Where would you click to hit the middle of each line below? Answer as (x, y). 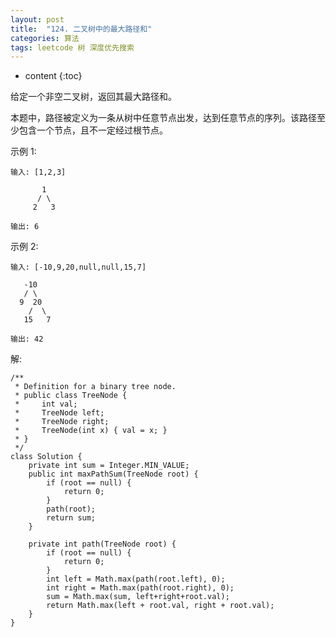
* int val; (46, 404)
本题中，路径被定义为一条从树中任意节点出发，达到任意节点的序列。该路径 (163, 118)
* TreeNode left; (59, 413)
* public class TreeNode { (71, 396)
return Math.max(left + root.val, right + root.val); (160, 606)
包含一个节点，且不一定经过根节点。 (93, 130)
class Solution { (46, 457)
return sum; (71, 518)
